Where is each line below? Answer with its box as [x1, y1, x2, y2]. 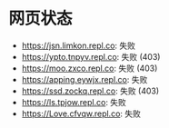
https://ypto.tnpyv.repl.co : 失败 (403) [21, 51, 161, 62]
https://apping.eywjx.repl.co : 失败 [21, 74, 148, 84]
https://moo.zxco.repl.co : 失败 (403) [21, 63, 158, 74]
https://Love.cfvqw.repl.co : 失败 [21, 108, 142, 119]
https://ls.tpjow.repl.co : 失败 [21, 96, 126, 107]
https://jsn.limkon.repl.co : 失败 [21, 40, 136, 51]
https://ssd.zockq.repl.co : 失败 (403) [21, 85, 160, 96]
